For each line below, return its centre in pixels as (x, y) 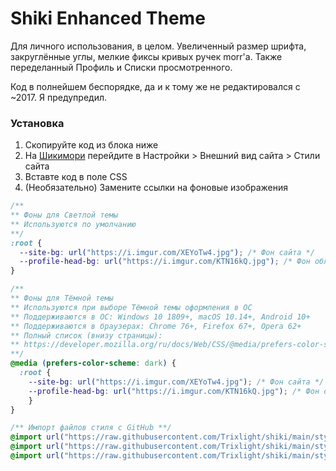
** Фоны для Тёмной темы (62, 298)
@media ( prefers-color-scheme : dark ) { (93, 363)
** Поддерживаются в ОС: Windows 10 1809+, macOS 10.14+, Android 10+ (160, 317)
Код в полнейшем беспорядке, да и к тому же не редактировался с (155, 86)
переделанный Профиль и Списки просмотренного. (121, 67)
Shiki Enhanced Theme (108, 18)
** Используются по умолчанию (73, 224)
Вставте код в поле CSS (76, 177)
